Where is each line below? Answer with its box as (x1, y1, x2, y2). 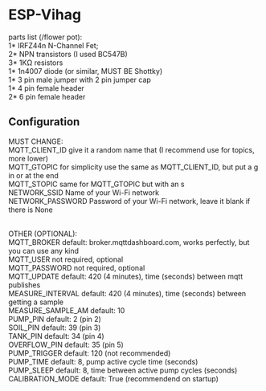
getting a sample (8, 297, 64, 307)
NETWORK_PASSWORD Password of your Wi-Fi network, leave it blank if (8, 196, 251, 206)
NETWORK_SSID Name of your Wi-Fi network (8, 187, 160, 198)
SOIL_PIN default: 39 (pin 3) (8, 323, 101, 332)
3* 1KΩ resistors (8, 58, 63, 67)
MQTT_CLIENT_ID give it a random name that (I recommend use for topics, (8, 145, 255, 154)
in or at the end (8, 170, 59, 180)
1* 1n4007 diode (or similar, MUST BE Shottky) (8, 66, 163, 75)
